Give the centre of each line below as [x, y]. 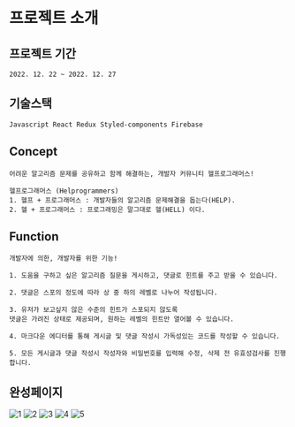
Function [34, 236]
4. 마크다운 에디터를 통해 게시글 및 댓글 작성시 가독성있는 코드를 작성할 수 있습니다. [145, 337]
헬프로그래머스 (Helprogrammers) [64, 191]
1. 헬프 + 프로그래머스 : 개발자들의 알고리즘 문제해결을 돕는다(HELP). [122, 200]
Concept [34, 152]
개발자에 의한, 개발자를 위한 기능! [64, 259]
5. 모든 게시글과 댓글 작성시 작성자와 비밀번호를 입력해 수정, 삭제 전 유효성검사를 [140, 354]
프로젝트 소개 [54, 18]
